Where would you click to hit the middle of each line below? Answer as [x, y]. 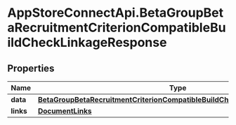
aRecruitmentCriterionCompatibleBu [117, 28]
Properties [31, 68]
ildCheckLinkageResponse [87, 43]
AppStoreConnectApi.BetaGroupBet [116, 13]
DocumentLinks [65, 111]
